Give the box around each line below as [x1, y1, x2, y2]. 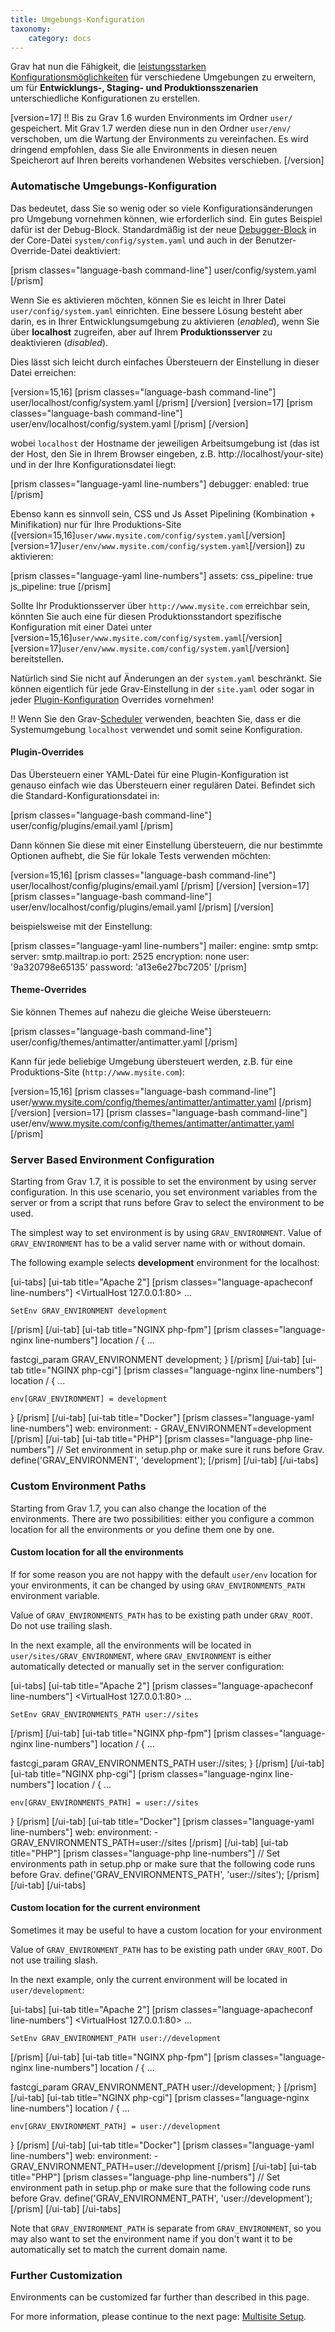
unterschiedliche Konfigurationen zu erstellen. [10, 92, 201, 105]
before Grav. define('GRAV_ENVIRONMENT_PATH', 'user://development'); [10, 2192, 313, 2205]
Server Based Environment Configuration [10, 1153, 215, 1166]
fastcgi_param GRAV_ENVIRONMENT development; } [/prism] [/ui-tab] [10, 1354, 300, 1366]
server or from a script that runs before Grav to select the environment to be [10, 1197, 325, 1209]
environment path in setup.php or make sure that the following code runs [10, 2182, 311, 2194]
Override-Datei [10, 244, 72, 256]
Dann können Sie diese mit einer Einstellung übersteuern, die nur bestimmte [10, 839, 324, 851]
